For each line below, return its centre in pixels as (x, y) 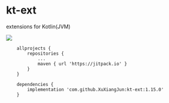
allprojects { (34, 48)
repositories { (46, 54)
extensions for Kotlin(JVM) (38, 26)
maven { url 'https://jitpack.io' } (82, 64)
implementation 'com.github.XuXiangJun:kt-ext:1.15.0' (96, 89)
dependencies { (35, 84)
